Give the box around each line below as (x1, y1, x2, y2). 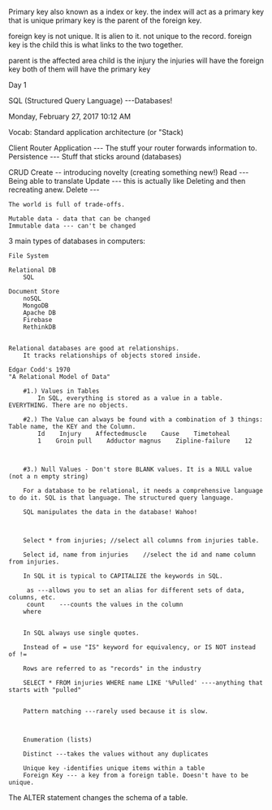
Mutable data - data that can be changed (8, 215, 151, 223)
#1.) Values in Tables (23, 387, 100, 395)
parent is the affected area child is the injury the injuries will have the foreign (8, 56, 264, 65)
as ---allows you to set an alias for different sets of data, (26, 586, 245, 594)
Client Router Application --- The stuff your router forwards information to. (8, 143, 257, 153)
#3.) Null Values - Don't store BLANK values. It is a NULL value (23, 465, 253, 473)
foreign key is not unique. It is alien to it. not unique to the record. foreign (8, 32, 252, 41)
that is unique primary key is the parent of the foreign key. (8, 15, 202, 25)
